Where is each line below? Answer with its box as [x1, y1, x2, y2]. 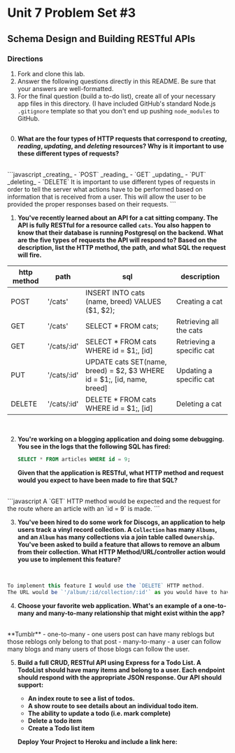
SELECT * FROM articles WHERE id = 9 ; [17, 456, 131, 463]
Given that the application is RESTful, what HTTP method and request [17, 469, 224, 477]
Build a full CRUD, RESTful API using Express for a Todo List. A [17, 658, 201, 666]
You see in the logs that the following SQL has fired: [17, 442, 171, 451]
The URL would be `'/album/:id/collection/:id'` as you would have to [7, 589, 218, 596]
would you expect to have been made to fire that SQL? [17, 476, 178, 484]
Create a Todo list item [27, 724, 95, 732]
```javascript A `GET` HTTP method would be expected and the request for [7, 497, 221, 505]
